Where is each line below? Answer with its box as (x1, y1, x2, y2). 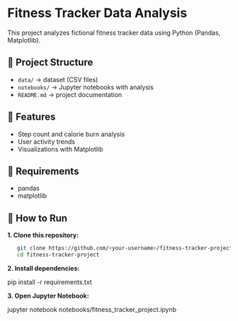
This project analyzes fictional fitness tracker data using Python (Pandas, (7, 28, 221, 37)
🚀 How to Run (7, 212, 68, 224)
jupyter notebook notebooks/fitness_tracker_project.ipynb (7, 305, 177, 313)
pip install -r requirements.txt (7, 278, 92, 286)
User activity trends (17, 137, 76, 146)
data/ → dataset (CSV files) (17, 75, 98, 84)
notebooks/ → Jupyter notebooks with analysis (17, 83, 154, 91)
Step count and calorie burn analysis (17, 130, 125, 138)
